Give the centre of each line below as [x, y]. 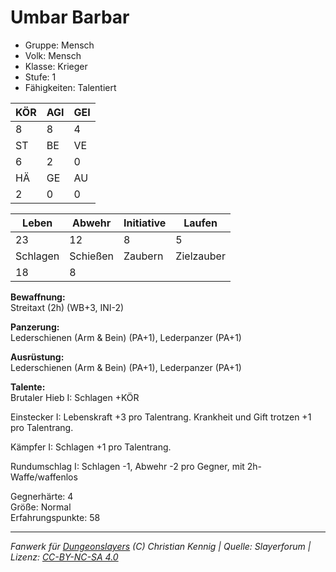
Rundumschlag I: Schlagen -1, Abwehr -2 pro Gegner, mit [127, 466]
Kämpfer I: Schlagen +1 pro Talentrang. [91, 447]
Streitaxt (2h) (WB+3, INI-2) [67, 307]
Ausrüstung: [37, 357]
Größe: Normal [41, 507]
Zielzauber [200, 256]
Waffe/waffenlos [44, 477]
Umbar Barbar [70, 17]
